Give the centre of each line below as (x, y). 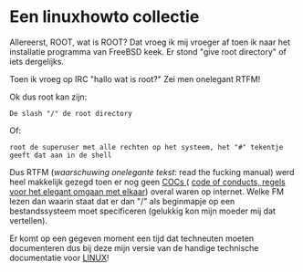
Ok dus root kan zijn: (48, 97)
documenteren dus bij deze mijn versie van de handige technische (134, 247)
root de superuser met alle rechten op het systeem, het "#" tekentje (146, 147)
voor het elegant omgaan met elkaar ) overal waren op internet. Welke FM (147, 191)
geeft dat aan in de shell (61, 155)
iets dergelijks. (37, 61)
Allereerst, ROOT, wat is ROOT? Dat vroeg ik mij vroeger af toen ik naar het (150, 42)
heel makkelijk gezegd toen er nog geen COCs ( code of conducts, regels (147, 182)
